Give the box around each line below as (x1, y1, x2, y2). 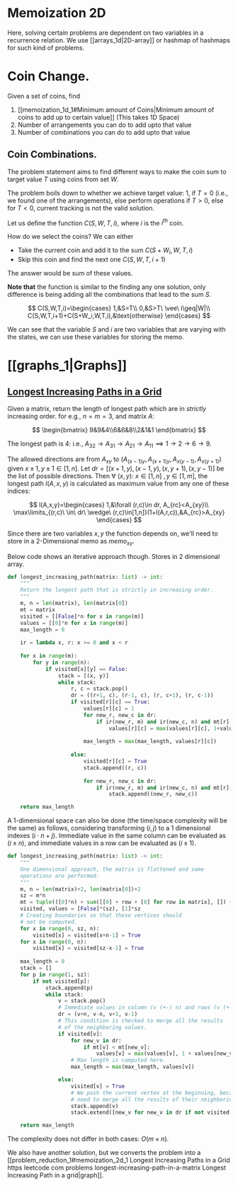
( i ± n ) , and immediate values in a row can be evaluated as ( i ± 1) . (7, 839, 196, 847)
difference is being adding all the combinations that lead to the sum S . (7, 290, 212, 299)
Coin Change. (7, 69, 90, 84)
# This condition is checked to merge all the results (57, 1017, 223, 1024)
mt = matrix (20, 606, 55, 614)
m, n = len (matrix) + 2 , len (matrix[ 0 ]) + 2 (20, 886, 141, 893)
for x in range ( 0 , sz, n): (20, 925, 100, 932)
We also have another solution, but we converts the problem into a (7, 1148, 201, 1157)
